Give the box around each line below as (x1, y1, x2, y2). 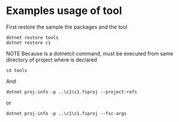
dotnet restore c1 (6, 40, 51, 46)
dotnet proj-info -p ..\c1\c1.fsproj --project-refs (6, 89, 137, 95)
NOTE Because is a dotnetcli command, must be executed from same (6, 50, 174, 57)
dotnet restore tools (6, 34, 59, 40)
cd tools (6, 67, 27, 74)
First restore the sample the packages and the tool (6, 23, 128, 30)
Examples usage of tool (6, 4, 122, 18)
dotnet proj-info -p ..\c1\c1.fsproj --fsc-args (6, 110, 127, 116)
